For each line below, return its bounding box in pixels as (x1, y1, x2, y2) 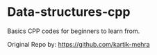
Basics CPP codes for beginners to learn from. (7, 27, 140, 35)
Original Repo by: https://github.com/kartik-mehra (7, 40, 151, 48)
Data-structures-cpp (7, 4, 131, 20)
